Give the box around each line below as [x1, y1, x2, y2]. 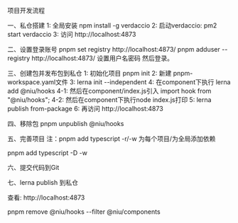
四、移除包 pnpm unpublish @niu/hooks [7, 120, 124, 127]
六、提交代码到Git [7, 164, 60, 171]
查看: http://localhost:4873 [7, 193, 85, 202]
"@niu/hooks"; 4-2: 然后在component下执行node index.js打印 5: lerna [7, 96, 212, 104]
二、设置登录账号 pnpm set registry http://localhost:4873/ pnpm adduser [7, 45, 220, 53]
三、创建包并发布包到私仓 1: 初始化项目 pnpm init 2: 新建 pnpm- [7, 69, 193, 77]
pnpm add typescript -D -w [7, 149, 87, 157]
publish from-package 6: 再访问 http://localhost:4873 [7, 105, 163, 113]
